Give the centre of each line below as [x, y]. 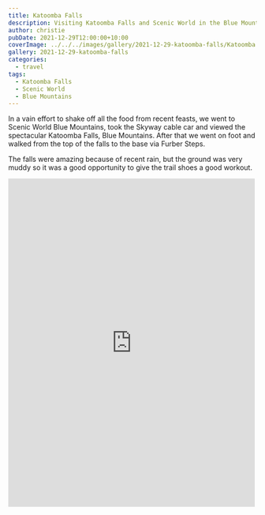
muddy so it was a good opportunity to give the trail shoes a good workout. [130, 167]
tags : [17, 74]
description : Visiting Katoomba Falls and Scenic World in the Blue [123, 23]
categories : [28, 60]
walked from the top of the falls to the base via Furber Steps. [107, 144]
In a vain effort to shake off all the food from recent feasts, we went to [121, 118]
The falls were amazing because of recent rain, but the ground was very [125, 160]
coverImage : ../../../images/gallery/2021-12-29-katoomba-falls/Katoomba [132, 45]
